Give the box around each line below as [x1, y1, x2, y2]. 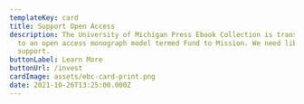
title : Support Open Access [9, 22, 116, 31]
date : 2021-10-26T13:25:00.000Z [9, 80, 131, 90]
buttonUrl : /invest [9, 64, 83, 73]
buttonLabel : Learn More [9, 55, 103, 64]
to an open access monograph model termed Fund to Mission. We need [17, 38, 281, 48]
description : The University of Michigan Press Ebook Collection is [9, 30, 273, 39]
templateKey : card [9, 13, 79, 23]
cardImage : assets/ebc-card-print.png [9, 72, 156, 81]
